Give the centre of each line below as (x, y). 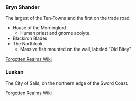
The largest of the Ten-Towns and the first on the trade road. (68, 18)
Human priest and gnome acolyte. (55, 33)
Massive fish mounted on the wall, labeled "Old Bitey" (76, 49)
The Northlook (27, 44)
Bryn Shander (22, 7)
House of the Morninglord (39, 28)
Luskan (14, 72)
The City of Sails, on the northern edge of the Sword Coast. (67, 83)
